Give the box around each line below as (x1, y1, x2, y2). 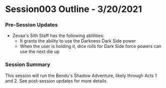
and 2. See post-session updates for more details (5, 77, 107, 83)
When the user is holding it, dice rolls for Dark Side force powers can (19, 43, 162, 49)
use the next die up (19, 48, 60, 54)
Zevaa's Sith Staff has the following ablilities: (12, 32, 105, 38)
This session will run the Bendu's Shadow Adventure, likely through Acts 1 (5, 72, 157, 78)
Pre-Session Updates (5, 21, 58, 28)
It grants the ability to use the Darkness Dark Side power (19, 38, 136, 44)
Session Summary (5, 61, 51, 68)
